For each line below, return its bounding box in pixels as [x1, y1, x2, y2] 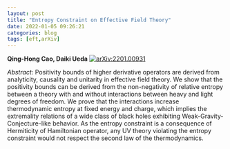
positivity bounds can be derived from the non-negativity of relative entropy [7, 83, 223, 91]
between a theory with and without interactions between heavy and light [7, 90, 213, 99]
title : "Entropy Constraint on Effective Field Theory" [7, 17, 171, 23]
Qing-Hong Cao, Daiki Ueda [7, 54, 88, 63]
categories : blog [7, 29, 57, 37]
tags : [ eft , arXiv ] [7, 36, 60, 43]
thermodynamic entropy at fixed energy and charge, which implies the [7, 105, 207, 113]
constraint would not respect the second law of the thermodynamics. [7, 134, 204, 142]
